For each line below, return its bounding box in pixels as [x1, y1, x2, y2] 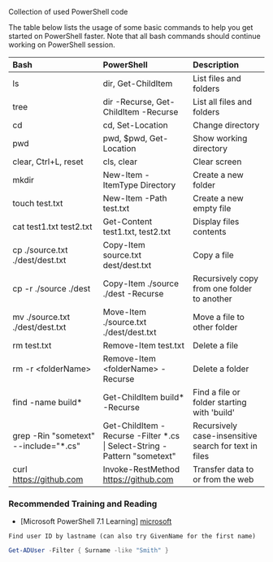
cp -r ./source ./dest [12, 283, 91, 294]
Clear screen [193, 156, 242, 167]
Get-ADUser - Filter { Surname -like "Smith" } [8, 547, 169, 555]
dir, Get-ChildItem [102, 78, 173, 89]
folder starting [193, 397, 247, 408]
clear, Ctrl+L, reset [12, 156, 84, 167]
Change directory [193, 119, 260, 131]
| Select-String [102, 440, 160, 452]
